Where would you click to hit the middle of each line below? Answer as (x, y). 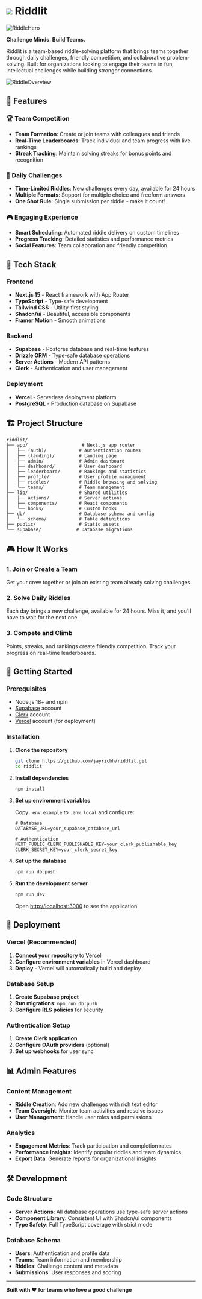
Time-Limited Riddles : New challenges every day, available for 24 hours (105, 188)
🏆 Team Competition (38, 119)
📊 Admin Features (41, 1071)
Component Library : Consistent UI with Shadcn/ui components (93, 1218)
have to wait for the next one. (43, 618)
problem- (179, 57)
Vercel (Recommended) (41, 942)
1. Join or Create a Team (42, 569)
